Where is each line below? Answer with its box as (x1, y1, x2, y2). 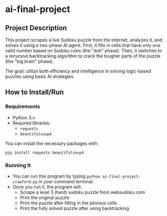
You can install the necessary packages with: (5, 140, 99, 147)
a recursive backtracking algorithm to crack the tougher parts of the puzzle (5, 53, 160, 59)
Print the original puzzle (20, 194, 69, 200)
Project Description (5, 24, 67, 32)
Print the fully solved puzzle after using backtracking (20, 205, 129, 211)
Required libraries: (12, 120, 51, 126)
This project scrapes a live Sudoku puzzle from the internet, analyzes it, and (5, 37, 162, 43)
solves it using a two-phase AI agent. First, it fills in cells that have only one (5, 42, 160, 48)
